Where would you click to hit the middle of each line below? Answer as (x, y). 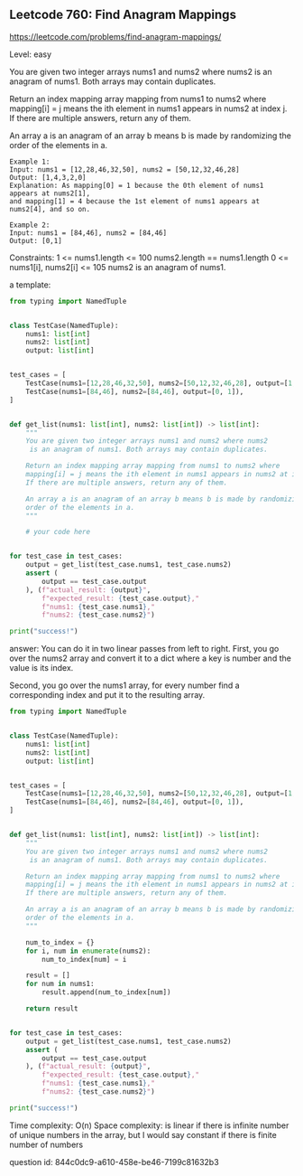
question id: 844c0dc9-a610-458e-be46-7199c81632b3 (114, 1162)
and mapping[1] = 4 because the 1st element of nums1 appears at (134, 201)
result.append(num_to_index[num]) (106, 993)
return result (52, 1009)
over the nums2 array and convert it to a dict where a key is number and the (150, 658)
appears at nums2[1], (50, 193)
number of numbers (46, 1144)
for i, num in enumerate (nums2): (88, 951)
